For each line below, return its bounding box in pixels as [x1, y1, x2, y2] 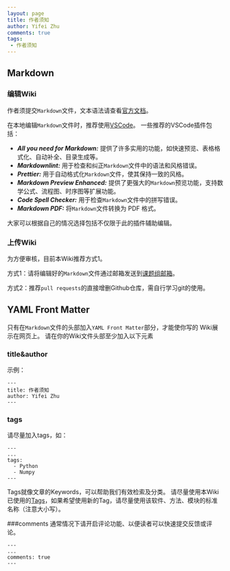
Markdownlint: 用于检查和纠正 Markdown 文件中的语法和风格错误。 [16, 161, 201, 169]
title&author [7, 349, 48, 359]
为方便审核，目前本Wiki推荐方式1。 [7, 254, 106, 262]
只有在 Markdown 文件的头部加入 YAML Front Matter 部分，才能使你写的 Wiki [7, 323, 213, 331]
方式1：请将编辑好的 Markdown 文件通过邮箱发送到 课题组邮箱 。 [7, 269, 179, 277]
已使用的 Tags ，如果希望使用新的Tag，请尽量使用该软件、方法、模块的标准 [7, 496, 218, 505]
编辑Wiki [7, 89, 37, 99]
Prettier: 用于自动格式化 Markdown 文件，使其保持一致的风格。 [16, 170, 188, 178]
